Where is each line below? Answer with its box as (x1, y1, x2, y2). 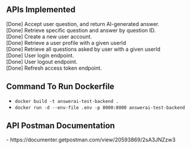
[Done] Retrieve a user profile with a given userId (6, 39, 126, 46)
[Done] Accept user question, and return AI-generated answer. (6, 20, 160, 27)
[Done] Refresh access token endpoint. (6, 64, 102, 72)
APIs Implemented (6, 5, 76, 15)
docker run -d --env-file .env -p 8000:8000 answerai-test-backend (14, 105, 185, 111)
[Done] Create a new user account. (6, 33, 92, 40)
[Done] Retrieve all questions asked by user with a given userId (6, 46, 161, 53)
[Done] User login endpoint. (6, 51, 74, 59)
